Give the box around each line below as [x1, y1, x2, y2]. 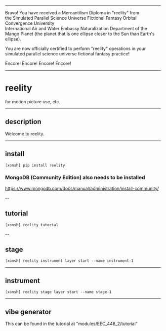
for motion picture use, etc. [5, 98, 61, 104]
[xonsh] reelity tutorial [5, 222, 58, 227]
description [5, 118, 41, 126]
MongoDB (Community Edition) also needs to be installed [5, 174, 145, 181]
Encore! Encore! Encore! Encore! [5, 60, 72, 66]
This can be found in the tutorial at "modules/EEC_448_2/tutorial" [5, 321, 138, 327]
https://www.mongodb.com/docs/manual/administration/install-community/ [5, 185, 159, 191]
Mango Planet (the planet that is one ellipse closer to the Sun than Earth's [5, 31, 155, 37]
